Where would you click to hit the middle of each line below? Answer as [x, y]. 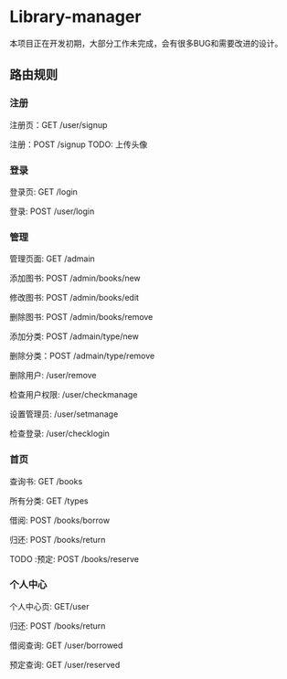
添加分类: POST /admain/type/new [74, 336]
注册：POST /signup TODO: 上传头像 [79, 144]
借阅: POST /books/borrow [60, 520]
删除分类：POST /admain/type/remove [82, 356]
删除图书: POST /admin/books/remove [81, 317]
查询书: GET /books [46, 481]
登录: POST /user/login [52, 211]
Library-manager [75, 17]
